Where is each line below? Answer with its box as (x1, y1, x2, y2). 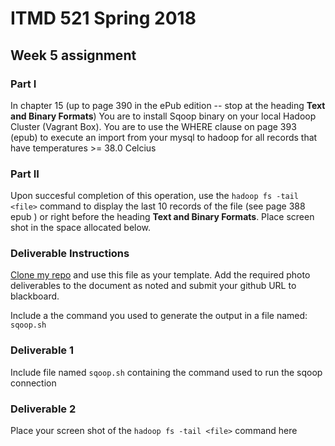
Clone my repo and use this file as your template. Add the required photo (10, 269, 311, 281)
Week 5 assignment (10, 47, 137, 64)
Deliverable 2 (10, 402, 77, 416)
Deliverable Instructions (10, 247, 130, 261)
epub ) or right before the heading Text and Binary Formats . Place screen (10, 211, 315, 223)
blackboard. (10, 290, 60, 302)
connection (10, 377, 57, 389)
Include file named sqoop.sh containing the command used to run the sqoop (10, 366, 323, 378)
